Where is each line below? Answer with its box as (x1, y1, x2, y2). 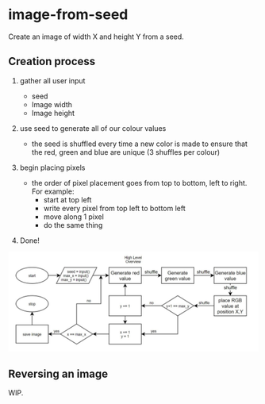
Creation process (8, 55, 96, 68)
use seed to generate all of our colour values (19, 123, 167, 133)
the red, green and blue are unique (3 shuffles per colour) (31, 147, 221, 156)
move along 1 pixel (43, 212, 105, 221)
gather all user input (19, 75, 86, 85)
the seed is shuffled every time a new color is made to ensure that (31, 139, 248, 148)
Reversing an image (8, 367, 109, 380)
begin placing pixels (19, 163, 86, 172)
